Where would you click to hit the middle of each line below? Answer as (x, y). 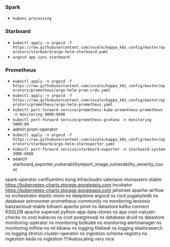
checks (13, 217)
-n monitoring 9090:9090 (39, 114)
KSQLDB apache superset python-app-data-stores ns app (66, 211)
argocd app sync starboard (41, 57)
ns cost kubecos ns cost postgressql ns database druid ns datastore (93, 217)
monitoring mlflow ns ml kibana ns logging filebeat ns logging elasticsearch (84, 228)
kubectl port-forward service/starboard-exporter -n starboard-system (89, 149)
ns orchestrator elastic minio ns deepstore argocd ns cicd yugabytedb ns (82, 195)
